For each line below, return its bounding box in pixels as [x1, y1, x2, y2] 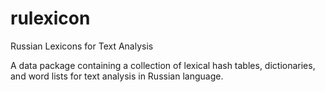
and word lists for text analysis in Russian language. [10, 70, 224, 82]
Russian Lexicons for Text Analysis [10, 40, 154, 52]
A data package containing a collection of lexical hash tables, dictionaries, [10, 59, 316, 71]
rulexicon [10, 7, 91, 30]
